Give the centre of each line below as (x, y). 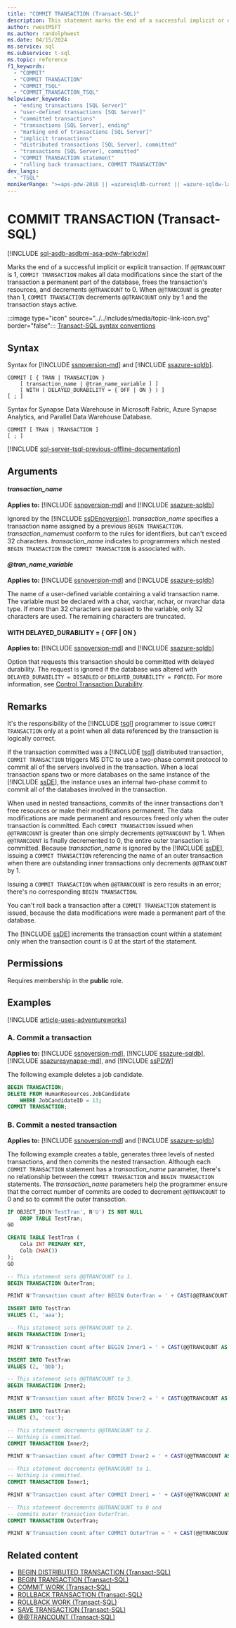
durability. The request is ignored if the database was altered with (103, 670)
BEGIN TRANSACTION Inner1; (47, 1334)
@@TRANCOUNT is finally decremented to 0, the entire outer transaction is (108, 840)
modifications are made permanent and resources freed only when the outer (118, 818)
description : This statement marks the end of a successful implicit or (116, 20)
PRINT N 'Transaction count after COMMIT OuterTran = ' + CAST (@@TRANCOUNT (119, 1534)
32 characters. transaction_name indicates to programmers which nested (114, 541)
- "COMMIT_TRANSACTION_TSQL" (56, 92)
